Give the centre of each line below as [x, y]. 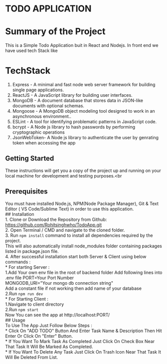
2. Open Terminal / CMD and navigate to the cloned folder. [65, 230]
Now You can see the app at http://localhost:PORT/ [58, 315]
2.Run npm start [22, 309]
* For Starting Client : [27, 299]
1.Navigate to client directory [35, 304]
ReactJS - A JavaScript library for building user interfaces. [73, 95]
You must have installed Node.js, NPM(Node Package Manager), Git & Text [82, 203]
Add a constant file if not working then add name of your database [74, 288]
